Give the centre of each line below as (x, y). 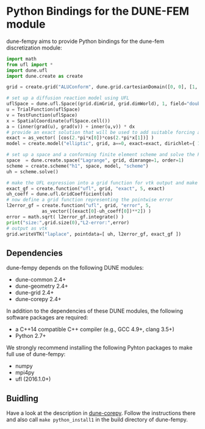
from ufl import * (30, 65)
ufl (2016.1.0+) (33, 379)
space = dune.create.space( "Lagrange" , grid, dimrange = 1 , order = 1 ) (95, 160)
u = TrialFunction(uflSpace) (43, 110)
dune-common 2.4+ (40, 280)
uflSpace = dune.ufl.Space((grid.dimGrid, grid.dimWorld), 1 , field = (97, 104)
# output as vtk (27, 228)
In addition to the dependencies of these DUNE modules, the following (95, 311)
